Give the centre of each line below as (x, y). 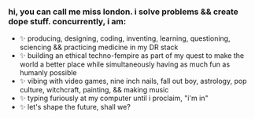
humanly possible (48, 73)
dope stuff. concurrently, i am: (67, 21)
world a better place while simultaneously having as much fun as (125, 64)
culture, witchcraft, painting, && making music (94, 90)
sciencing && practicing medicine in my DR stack (99, 47)
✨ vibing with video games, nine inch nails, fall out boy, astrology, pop (133, 81)
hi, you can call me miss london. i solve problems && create (123, 12)
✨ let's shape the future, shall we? (75, 107)
